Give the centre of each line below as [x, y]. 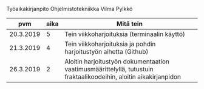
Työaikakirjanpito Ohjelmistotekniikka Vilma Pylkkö [70, 9]
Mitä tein [129, 24]
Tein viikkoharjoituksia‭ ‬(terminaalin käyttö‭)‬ [125, 34]
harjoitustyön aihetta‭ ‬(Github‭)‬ [107, 52]
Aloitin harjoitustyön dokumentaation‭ [117, 62]
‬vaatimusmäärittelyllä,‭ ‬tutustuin [109, 69]
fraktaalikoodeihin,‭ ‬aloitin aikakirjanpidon [123, 77]
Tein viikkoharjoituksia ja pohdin [110, 44]
